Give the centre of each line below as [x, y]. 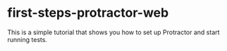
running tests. [27, 39]
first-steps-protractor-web [88, 13]
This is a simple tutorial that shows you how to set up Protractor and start [114, 32]
